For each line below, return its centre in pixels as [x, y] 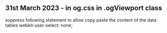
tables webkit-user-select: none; [39, 25]
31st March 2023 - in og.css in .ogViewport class [84, 8]
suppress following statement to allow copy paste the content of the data [81, 20]
